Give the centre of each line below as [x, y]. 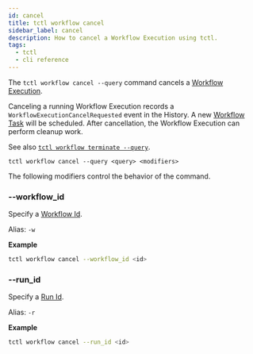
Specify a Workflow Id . [46, 214]
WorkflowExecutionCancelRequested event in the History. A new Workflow [126, 114]
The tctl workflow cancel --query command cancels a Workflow [116, 82]
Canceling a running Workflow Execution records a [91, 106]
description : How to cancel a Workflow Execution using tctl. [113, 38]
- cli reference [42, 60]
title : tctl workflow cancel [56, 23]
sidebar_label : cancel [46, 30]
